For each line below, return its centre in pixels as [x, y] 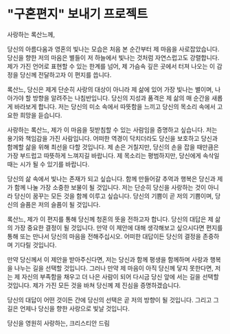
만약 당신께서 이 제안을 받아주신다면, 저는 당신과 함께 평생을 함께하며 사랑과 [108, 259]
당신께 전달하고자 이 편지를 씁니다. [66, 75]
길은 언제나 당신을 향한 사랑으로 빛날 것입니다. [69, 308]
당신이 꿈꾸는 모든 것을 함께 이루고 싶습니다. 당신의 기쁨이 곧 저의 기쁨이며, [114, 196]
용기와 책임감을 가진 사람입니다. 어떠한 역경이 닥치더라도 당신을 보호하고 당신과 [113, 138]
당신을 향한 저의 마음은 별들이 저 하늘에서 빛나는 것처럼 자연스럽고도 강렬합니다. [113, 57]
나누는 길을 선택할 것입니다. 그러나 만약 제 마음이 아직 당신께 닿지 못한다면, [114, 268]
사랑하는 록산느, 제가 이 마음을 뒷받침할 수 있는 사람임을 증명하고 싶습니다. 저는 [112, 130]
